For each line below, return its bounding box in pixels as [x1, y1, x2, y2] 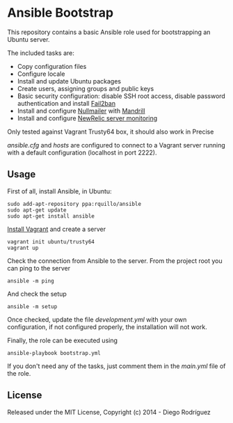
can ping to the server [7, 264, 71, 272]
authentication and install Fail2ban [17, 99, 116, 107]
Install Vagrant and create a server [7, 225, 106, 233]
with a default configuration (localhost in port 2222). [7, 148, 157, 157]
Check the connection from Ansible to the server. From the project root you [7, 256, 223, 265]
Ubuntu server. [7, 35, 50, 43]
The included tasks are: [7, 49, 74, 57]
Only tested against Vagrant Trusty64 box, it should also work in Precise [7, 127, 214, 136]
